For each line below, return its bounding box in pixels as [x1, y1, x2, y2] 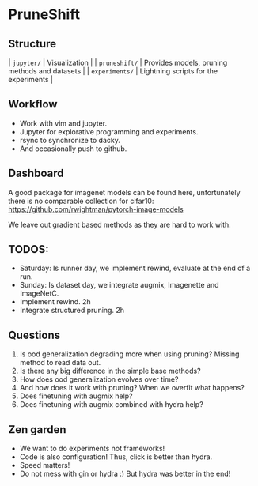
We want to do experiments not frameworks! [19, 444, 165, 454]
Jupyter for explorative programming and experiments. [19, 126, 199, 136]
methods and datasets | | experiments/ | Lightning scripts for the [8, 66, 218, 76]
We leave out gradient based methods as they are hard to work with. [8, 220, 231, 229]
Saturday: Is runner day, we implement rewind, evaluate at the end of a [19, 263, 251, 273]
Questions [8, 328, 61, 341]
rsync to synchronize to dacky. [19, 135, 121, 145]
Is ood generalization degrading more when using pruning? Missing [19, 349, 240, 359]
